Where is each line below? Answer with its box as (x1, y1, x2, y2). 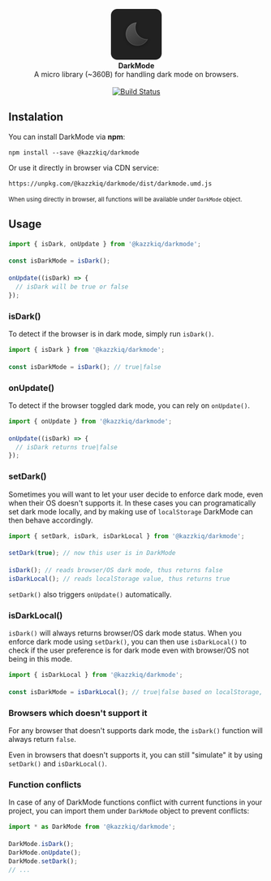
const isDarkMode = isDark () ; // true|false (8, 362, 161, 371)
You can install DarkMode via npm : (8, 132, 126, 141)
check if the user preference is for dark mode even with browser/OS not (8, 645, 249, 655)
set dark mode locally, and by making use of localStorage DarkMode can (8, 506, 253, 516)
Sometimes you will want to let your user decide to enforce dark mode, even (8, 489, 264, 499)
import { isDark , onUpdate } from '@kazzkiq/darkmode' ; (8, 240, 201, 248)
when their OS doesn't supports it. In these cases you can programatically (8, 497, 256, 508)
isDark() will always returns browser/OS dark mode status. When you (8, 628, 242, 638)
